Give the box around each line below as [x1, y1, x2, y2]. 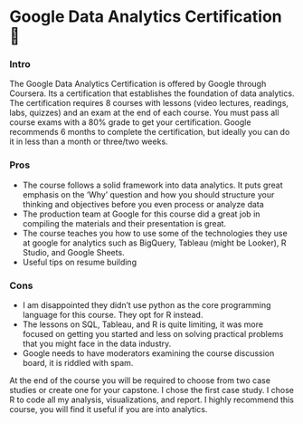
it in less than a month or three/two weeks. [9, 136, 169, 147]
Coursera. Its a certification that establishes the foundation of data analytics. [9, 88, 295, 99]
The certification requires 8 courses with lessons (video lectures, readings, [9, 98, 289, 109]
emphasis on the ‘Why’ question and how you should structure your [22, 188, 275, 200]
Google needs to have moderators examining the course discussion [22, 348, 275, 359]
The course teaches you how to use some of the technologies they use [22, 227, 288, 238]
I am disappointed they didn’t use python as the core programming [22, 300, 271, 311]
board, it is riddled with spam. [22, 358, 134, 369]
